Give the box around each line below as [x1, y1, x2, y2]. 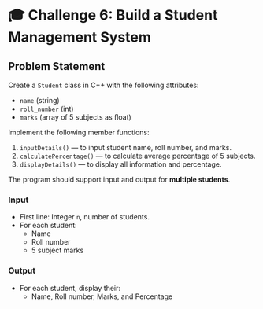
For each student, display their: [19, 283, 120, 292]
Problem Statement [8, 60, 106, 73]
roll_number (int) [19, 104, 74, 113]
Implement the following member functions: [8, 127, 150, 137]
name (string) [19, 96, 61, 105]
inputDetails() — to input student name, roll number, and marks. [19, 143, 232, 152]
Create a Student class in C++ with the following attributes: [8, 80, 199, 90]
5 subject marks [31, 245, 84, 256]
